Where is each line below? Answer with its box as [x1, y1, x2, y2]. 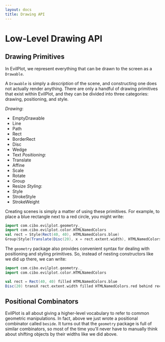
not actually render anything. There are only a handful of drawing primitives [5, 86, 158, 92]
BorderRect [12, 136, 36, 142]
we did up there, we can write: [5, 256, 67, 262]
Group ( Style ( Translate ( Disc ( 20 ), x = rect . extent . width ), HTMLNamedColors [5, 237, 162, 242]
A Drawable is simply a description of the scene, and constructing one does [5, 80, 157, 86]
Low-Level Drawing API [5, 33, 103, 44]
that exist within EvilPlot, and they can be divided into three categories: [5, 91, 149, 96]
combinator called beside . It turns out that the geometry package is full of [5, 321, 152, 327]
